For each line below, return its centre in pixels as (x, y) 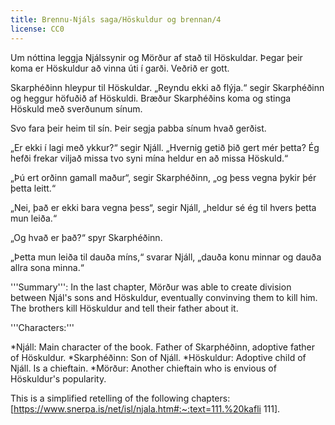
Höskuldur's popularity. (58, 378)
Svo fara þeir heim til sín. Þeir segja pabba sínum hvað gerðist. (138, 128)
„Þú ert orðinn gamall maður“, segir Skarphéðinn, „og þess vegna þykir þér (163, 177)
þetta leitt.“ (33, 188)
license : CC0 (37, 29)
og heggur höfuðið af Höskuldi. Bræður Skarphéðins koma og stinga (151, 98)
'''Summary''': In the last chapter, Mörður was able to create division (151, 287)
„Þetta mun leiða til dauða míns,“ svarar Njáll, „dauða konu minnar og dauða (166, 257)
